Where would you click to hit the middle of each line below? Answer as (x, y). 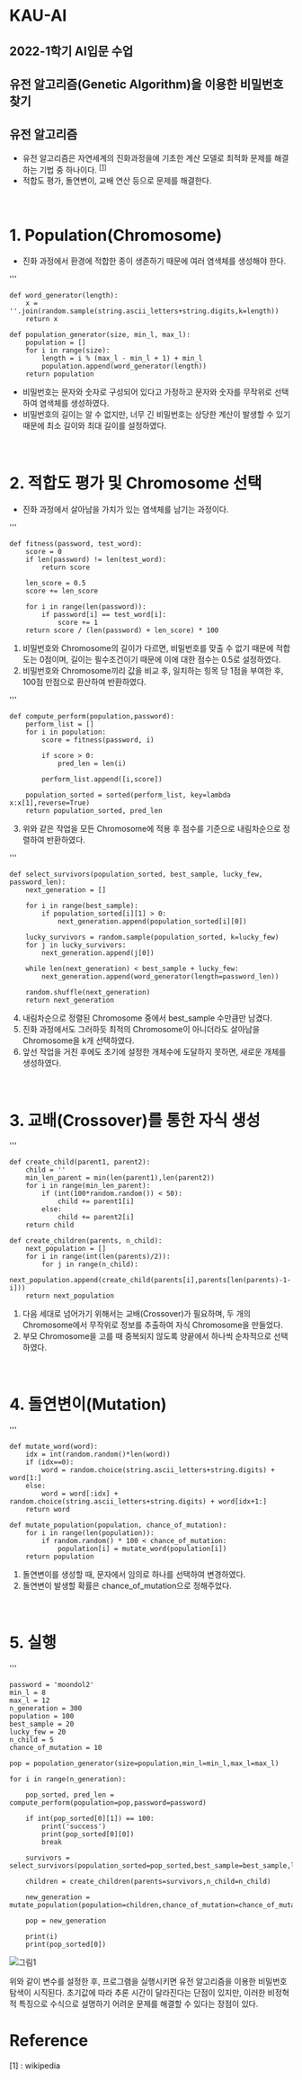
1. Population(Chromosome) (116, 235)
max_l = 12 (30, 1701)
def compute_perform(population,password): (92, 717)
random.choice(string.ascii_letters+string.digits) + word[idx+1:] (138, 1502)
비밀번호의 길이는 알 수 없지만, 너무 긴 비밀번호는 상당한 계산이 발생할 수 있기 (156, 415)
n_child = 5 (31, 1740)
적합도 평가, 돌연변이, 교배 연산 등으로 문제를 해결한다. (117, 181)
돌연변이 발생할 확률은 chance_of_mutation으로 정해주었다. (127, 1586)
